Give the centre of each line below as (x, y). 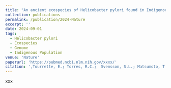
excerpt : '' (18, 24)
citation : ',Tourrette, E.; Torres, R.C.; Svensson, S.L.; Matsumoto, (83, 67)
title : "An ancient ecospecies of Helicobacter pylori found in (75, 10)
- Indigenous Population (36, 52)
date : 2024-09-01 (24, 29)
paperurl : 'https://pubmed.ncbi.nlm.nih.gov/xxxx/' (61, 62)
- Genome (19, 48)
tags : (11, 34)
